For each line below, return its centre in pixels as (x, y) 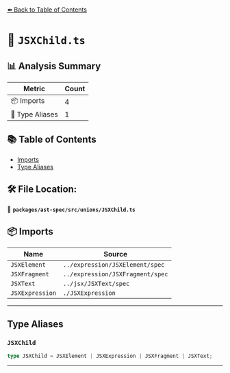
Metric (34, 89)
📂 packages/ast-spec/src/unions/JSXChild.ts (71, 209)
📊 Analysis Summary (54, 66)
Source (116, 254)
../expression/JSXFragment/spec (115, 274)
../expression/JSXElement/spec (114, 265)
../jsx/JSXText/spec (96, 284)
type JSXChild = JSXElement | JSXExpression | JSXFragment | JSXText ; (110, 356)
